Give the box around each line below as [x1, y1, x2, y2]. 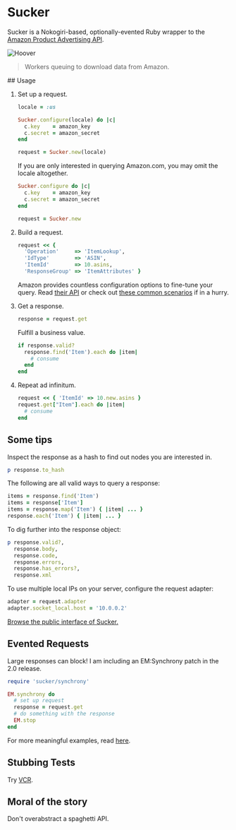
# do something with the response [13, 711, 115, 718]
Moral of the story [7, 796, 88, 808]
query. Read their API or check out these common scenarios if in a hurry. [17, 287, 229, 297]
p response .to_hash [7, 466, 65, 473]
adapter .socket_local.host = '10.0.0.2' [7, 605, 128, 612]
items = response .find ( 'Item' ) [7, 492, 99, 500]
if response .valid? [17, 342, 75, 349]
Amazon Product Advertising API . [7, 35, 104, 43]
